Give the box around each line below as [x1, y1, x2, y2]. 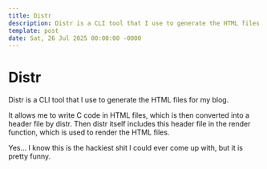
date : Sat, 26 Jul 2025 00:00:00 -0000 [8, 34, 142, 42]
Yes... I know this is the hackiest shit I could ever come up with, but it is [8, 143, 243, 153]
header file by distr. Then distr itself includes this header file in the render [8, 119, 251, 129]
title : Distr [8, 11, 52, 20]
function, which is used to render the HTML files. [8, 127, 170, 137]
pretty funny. [8, 151, 51, 161]
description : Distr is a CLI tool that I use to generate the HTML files [8, 19, 261, 27]
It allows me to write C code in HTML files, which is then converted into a [8, 111, 250, 120]
